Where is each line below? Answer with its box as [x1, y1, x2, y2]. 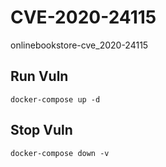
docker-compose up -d [10, 94, 101, 105]
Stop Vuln [10, 122, 73, 139]
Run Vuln [10, 68, 69, 85]
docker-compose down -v [10, 148, 110, 158]
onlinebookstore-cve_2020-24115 [10, 39, 149, 51]
